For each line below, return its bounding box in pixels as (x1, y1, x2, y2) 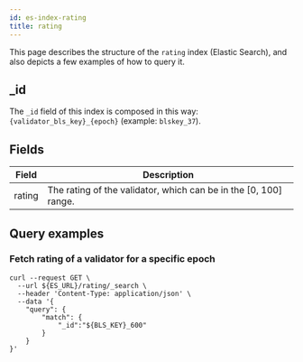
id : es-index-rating (9, 13, 87, 23)
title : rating (9, 22, 63, 31)
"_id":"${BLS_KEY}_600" (57, 320, 147, 330)
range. (47, 195, 75, 208)
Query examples (9, 226, 105, 241)
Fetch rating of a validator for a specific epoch (9, 253, 216, 265)
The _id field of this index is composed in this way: (9, 106, 198, 117)
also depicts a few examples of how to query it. (9, 56, 185, 67)
